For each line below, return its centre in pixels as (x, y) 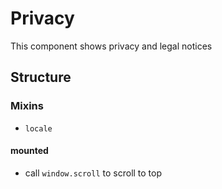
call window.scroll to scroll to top (93, 173)
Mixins (27, 106)
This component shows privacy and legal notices (111, 46)
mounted (29, 151)
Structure (41, 77)
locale (38, 128)
